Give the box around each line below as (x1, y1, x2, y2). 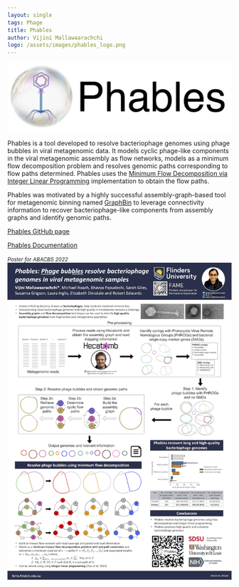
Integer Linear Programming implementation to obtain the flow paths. (7, 177, 210, 185)
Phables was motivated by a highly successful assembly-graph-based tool (7, 190, 226, 199)
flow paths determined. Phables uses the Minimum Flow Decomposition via (7, 169, 228, 177)
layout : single (7, 11, 53, 19)
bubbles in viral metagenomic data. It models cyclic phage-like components (7, 146, 229, 155)
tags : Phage (7, 19, 43, 26)
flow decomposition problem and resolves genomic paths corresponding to (7, 161, 228, 170)
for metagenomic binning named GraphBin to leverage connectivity (7, 198, 204, 207)
